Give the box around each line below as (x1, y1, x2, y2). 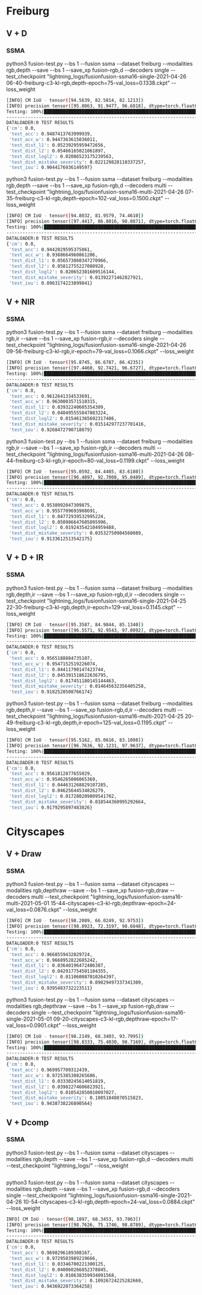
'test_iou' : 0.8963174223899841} (8, 280, 93, 286)
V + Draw (6, 849, 42, 859)
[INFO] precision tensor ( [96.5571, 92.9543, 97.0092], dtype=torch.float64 (6, 627, 200, 633)
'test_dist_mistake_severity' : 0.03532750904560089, (8, 530, 144, 536)
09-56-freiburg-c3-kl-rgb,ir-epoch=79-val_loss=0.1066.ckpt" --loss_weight (6, 348, 194, 355)
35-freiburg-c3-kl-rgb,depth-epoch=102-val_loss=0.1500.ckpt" (6, 195, 164, 202)
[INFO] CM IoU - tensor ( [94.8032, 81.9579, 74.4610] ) (6, 213, 144, 219)
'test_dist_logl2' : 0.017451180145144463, (8, 677, 117, 684)
